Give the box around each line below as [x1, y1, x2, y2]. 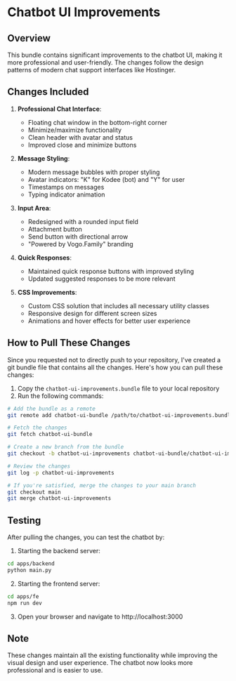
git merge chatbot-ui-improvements [7, 495, 112, 502]
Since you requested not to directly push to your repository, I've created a [7, 355, 221, 364]
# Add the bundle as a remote [7, 405, 96, 412]
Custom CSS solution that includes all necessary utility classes [27, 301, 209, 310]
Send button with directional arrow [27, 232, 129, 241]
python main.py [7, 567, 52, 574]
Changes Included [7, 86, 89, 98]
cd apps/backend [7, 560, 55, 567]
